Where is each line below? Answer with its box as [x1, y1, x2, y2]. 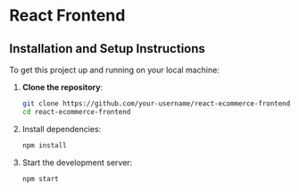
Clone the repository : [21, 82, 104, 92]
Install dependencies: [21, 123, 102, 134]
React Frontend [9, 5, 126, 26]
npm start [21, 174, 60, 183]
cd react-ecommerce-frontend [21, 107, 131, 116]
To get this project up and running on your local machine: [9, 64, 220, 75]
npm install [21, 140, 67, 150]
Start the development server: [21, 157, 133, 168]
